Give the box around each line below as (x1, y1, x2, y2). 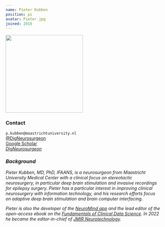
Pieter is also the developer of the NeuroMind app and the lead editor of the (5, 205, 160, 211)
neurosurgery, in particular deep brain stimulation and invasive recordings (5, 180, 157, 186)
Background (5, 158, 36, 165)
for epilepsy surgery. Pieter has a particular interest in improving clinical (5, 185, 153, 191)
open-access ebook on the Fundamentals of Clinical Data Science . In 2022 (5, 211, 160, 217)
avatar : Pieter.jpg (5, 16, 46, 21)
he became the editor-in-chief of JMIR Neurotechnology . (5, 216, 122, 222)
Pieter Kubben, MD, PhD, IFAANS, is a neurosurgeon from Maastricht (5, 169, 146, 175)
